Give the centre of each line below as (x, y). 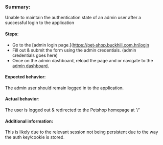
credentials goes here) (35, 55)
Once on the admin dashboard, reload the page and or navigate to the (82, 60)
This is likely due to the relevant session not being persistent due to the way (81, 132)
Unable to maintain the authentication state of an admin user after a (73, 18)
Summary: (18, 7)
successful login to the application (40, 23)
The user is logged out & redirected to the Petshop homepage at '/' (73, 110)
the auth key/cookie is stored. (35, 137)
